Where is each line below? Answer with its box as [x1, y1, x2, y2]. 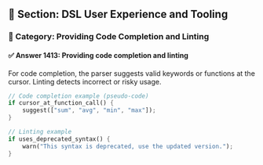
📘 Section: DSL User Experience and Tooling [8, 8, 228, 21]
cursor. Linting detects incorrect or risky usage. [8, 77, 162, 86]
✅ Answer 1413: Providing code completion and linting [8, 50, 188, 59]
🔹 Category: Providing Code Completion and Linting [8, 31, 210, 42]
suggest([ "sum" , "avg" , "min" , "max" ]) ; [22, 106, 156, 114]
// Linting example [8, 128, 72, 136]
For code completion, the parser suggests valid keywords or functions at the [8, 68, 255, 78]
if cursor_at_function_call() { [8, 99, 114, 107]
